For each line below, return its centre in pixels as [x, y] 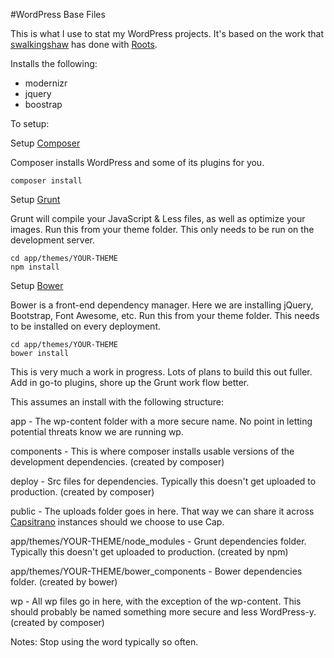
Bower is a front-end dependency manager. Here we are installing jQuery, [162, 305]
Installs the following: [54, 63]
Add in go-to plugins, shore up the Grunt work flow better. [130, 382]
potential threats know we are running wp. [97, 432]
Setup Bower [37, 285]
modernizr [46, 83]
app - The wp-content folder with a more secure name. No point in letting [161, 421]
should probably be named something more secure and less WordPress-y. [163, 612]
